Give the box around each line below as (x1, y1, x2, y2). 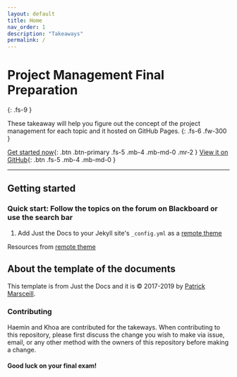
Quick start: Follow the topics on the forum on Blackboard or (7, 204, 218, 214)
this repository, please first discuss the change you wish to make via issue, (7, 330, 225, 339)
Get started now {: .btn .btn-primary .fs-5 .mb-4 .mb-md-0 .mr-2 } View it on (7, 148, 229, 156)
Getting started (7, 182, 76, 195)
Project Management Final (7, 67, 164, 83)
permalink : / (7, 37, 46, 44)
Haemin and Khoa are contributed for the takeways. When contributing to (7, 323, 221, 331)
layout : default (7, 10, 55, 18)
